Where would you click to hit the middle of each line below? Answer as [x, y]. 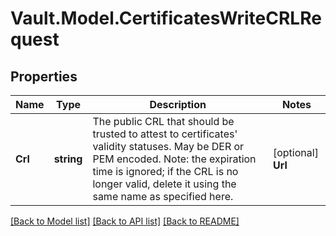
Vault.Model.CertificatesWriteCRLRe [166, 18]
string [68, 159]
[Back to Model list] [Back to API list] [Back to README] [125, 221]
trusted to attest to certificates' [165, 134]
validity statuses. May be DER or [168, 146]
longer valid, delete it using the [164, 184]
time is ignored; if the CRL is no [165, 171]
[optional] [295, 152]
